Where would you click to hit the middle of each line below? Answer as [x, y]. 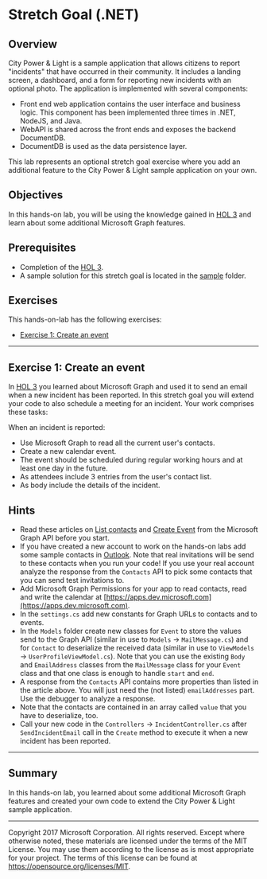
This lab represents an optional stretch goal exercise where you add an [124, 162]
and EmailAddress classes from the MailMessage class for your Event [130, 665]
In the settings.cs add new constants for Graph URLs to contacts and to [139, 614]
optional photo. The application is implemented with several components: [128, 88]
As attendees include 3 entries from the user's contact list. [116, 477]
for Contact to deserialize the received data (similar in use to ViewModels [137, 648]
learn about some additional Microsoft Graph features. [97, 223]
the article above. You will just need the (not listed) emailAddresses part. [137, 690]
